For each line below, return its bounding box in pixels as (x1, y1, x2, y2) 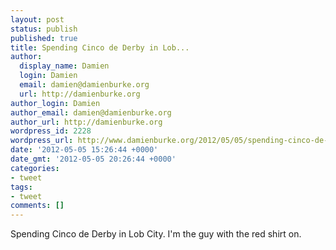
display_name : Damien (19, 61, 110, 71)
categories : (10, 163, 60, 173)
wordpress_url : (10, 136, 74, 146)
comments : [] (10, 201, 65, 211)
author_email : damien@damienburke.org (10, 107, 172, 118)
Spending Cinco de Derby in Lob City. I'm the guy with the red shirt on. (10, 228, 302, 240)
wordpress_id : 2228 (10, 126, 92, 136)
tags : (10, 182, 33, 192)
